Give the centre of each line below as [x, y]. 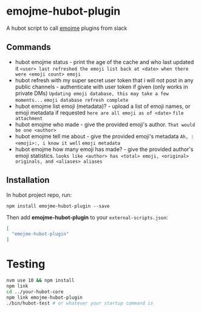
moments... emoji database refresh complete [72, 100]
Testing [26, 264]
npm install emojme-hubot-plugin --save [58, 206]
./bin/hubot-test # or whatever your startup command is [80, 303]
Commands [29, 47]
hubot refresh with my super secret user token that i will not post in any [104, 80]
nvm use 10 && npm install [40, 281]
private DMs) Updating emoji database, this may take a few [92, 93]
